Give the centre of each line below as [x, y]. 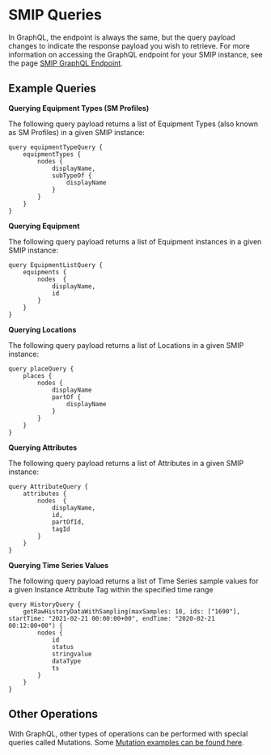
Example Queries [53, 89]
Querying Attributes [43, 447]
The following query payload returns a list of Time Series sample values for [133, 581]
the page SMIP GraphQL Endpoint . [66, 63]
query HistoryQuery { [45, 604]
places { [38, 375]
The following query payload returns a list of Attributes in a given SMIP [126, 463]
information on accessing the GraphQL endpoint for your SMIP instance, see [135, 54]
